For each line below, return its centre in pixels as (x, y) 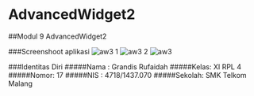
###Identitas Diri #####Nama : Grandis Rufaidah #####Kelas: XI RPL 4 (125, 66)
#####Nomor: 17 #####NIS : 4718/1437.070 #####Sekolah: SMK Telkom (128, 75)
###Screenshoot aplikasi (49, 51)
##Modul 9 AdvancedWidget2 (58, 36)
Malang (21, 83)
